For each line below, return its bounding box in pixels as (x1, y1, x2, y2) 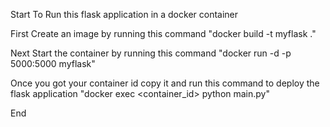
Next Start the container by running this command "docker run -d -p (10, 47, 292, 59)
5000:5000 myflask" (10, 58, 96, 69)
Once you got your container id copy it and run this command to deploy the (10, 77, 320, 89)
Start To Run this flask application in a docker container (10, 9, 239, 20)
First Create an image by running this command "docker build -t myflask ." (10, 28, 317, 39)
